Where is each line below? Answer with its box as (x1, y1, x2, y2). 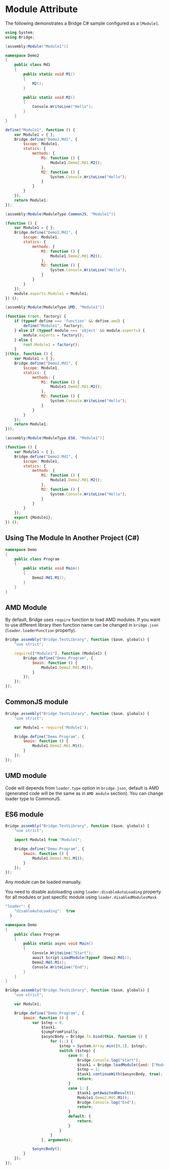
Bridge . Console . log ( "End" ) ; (77, 1100, 136, 1105)
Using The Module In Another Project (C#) (5, 534, 139, 542)
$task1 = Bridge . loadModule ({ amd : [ (77, 1062, 154, 1068)
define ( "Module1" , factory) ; (23, 323, 84, 328)
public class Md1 (14, 62, 51, 68)
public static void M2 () (23, 95, 75, 100)
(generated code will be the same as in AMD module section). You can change (5, 790, 163, 796)
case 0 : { (68, 1053, 89, 1058)
